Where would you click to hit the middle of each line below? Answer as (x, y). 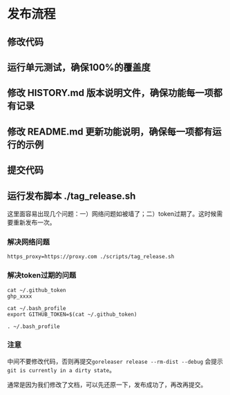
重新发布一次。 (34, 222)
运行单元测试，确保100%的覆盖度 (79, 67)
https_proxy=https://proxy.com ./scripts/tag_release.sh (91, 257)
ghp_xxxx (20, 296)
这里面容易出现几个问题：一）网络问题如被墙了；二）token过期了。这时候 (112, 213)
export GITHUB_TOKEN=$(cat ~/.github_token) (72, 314)
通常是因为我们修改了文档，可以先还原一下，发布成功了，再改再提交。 (107, 385)
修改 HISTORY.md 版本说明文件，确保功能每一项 (111, 93)
